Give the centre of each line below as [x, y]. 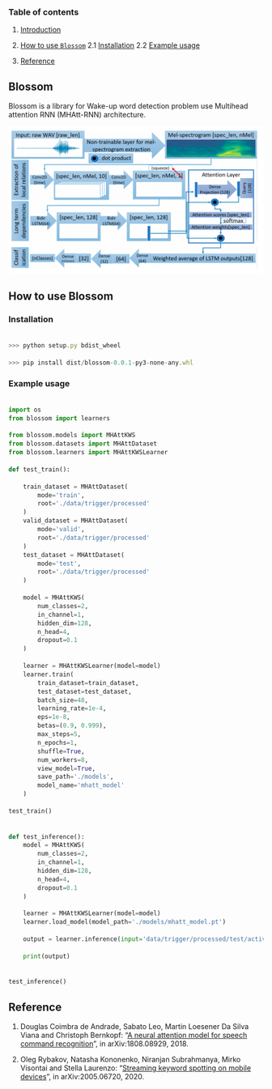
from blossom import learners [59, 418]
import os [25, 410]
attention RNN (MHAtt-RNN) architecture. [77, 115]
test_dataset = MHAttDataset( [74, 555]
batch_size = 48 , [63, 700]
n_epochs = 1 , [58, 742]
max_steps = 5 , [59, 734]
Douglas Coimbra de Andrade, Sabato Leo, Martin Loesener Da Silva [134, 1027]
